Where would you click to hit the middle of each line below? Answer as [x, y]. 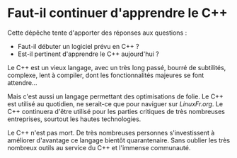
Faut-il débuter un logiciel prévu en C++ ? [78, 46]
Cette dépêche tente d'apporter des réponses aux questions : [97, 33]
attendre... [22, 82]
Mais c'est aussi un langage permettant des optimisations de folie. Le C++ [116, 96]
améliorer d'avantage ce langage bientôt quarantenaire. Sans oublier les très [119, 140]
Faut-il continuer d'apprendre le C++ [117, 13]
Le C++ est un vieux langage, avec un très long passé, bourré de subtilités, [117, 67]
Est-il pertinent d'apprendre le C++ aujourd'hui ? [88, 54]
